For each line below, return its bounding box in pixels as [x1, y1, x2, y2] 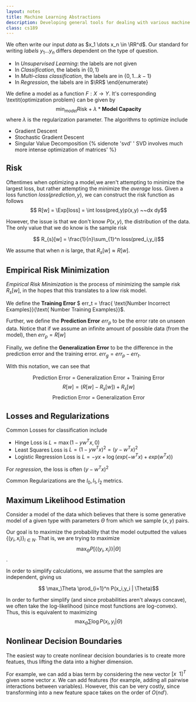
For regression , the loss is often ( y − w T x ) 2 [6, 464, 109, 473]
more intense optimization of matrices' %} [14, 146, 117, 153]
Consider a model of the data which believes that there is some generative [6, 511, 186, 518]
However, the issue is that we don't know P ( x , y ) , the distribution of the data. [6, 218, 191, 225]
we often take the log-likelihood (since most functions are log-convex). [6, 602, 178, 609]
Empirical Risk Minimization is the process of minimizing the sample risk [6, 281, 181, 288]
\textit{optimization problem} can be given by [6, 96, 116, 103]
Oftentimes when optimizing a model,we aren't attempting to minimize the [6, 178, 185, 185]
